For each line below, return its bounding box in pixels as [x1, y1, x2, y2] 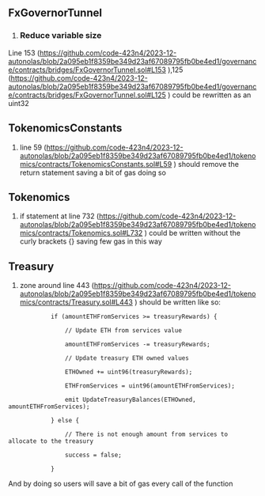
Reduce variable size [19, 30, 102, 41]
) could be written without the [144, 229, 241, 238]
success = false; [64, 451, 123, 460]
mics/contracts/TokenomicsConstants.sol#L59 [19, 159, 172, 168]
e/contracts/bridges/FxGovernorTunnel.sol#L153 [8, 65, 166, 74]
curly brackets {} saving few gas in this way [19, 237, 162, 246]
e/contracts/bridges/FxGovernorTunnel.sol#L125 [8, 90, 166, 100]
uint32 [8, 98, 29, 108]
